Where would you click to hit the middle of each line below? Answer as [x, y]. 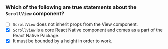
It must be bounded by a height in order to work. [62, 41]
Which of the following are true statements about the [71, 7]
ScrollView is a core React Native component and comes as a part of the [88, 30]
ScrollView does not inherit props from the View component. [75, 24]
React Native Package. [36, 36]
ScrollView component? [35, 13]
